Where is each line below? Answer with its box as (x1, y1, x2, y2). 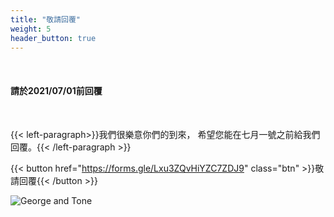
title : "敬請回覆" (10, 14, 82, 25)
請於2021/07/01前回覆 (10, 84, 103, 96)
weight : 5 (10, 24, 52, 34)
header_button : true (10, 33, 97, 43)
